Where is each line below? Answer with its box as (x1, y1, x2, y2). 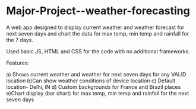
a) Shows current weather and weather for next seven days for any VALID (6, 70, 186, 78)
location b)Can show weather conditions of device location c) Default (6, 77, 176, 84)
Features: (6, 59, 30, 66)
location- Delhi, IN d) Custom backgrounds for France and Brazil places (6, 83, 181, 90)
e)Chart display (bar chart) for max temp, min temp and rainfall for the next (6, 89, 189, 97)
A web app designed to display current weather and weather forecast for (6, 24, 185, 31)
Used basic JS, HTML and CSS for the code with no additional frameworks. (6, 47, 190, 54)
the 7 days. (6, 36, 34, 43)
